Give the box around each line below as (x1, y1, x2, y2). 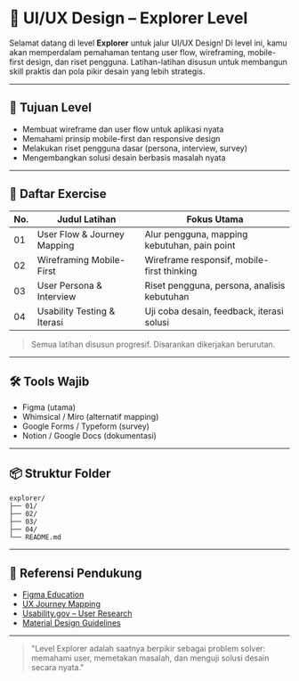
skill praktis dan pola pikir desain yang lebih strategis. (9, 66, 206, 77)
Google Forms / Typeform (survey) (21, 421, 149, 431)
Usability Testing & (36, 305, 116, 317)
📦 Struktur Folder (9, 465, 111, 480)
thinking (163, 265, 198, 277)
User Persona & (36, 279, 102, 291)
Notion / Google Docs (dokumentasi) (21, 431, 158, 441)
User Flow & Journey (36, 227, 125, 240)
